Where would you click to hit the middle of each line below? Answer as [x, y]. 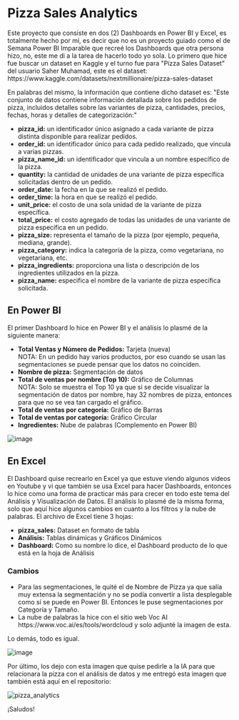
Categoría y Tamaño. [49, 609]
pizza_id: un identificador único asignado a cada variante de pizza [116, 128]
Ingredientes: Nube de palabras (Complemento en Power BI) [107, 425]
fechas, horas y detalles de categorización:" [72, 115]
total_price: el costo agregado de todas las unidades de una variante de [124, 220]
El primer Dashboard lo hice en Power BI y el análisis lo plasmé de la [108, 328]
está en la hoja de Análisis [56, 553]
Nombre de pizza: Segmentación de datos [80, 372]
